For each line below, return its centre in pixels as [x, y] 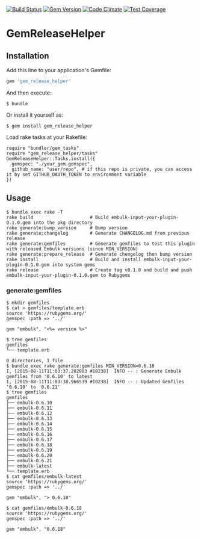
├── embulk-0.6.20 [29, 455]
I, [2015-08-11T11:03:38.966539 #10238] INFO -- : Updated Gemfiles [95, 382]
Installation [28, 56]
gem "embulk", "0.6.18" [36, 529]
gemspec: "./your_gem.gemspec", [52, 164]
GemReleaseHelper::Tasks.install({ [51, 159]
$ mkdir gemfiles [28, 303]
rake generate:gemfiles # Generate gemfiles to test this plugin [101, 244]
